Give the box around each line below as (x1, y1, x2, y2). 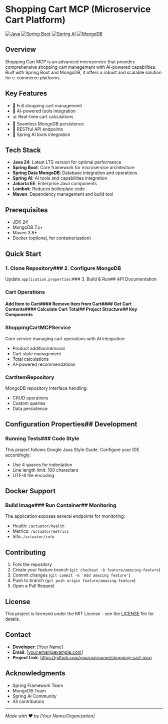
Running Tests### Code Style (5, 435, 79, 442)
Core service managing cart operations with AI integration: (5, 335, 126, 342)
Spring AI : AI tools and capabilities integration (12, 175, 107, 181)
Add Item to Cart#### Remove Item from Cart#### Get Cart (5, 301, 132, 307)
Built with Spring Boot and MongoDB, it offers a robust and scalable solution (5, 69, 162, 75)
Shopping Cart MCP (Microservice (5, 4, 151, 15)
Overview (5, 45, 36, 54)
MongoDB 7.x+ (12, 224, 43, 230)
